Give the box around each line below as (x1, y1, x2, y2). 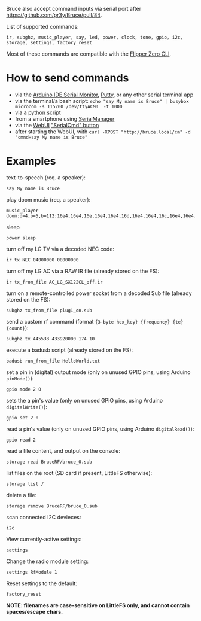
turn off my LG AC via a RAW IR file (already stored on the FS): (6, 267, 160, 275)
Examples (6, 154, 56, 168)
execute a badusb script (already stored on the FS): (6, 346, 133, 354)
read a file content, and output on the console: (6, 447, 121, 454)
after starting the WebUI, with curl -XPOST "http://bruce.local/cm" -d (14, 128, 191, 135)
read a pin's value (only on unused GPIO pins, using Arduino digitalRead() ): (6, 425, 194, 433)
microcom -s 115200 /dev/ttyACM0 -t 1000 (14, 103, 123, 109)
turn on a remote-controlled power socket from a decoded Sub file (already (6, 290, 192, 297)
